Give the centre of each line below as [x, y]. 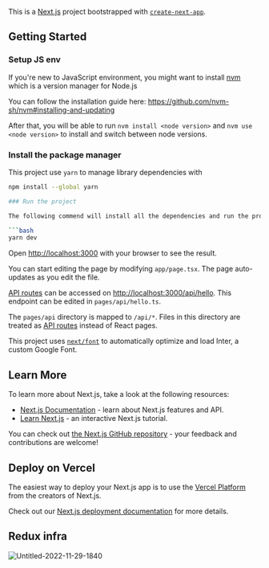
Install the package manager [65, 154]
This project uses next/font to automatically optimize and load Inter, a [124, 341]
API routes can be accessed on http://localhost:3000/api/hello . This [120, 293]
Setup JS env [35, 59]
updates [22, 277]
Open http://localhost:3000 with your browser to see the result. [113, 253]
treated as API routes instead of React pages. [83, 325]
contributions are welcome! [53, 443]
